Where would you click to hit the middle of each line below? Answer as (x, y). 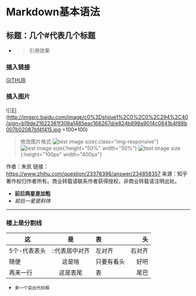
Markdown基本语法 (53, 12)
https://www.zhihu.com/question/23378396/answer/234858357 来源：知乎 (97, 174)
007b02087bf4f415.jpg (34, 129)
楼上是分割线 (24, 223)
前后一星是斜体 (32, 201)
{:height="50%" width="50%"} (100, 148)
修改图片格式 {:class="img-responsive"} (90, 142)
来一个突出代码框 (32, 288)
